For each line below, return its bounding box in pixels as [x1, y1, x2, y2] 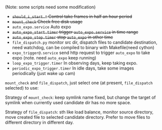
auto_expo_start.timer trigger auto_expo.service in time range [12, 29, 139, 35]
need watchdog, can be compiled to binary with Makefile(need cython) [12, 45, 155, 50]
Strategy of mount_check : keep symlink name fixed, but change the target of [5, 94, 156, 100]
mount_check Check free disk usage [12, 19, 83, 24]
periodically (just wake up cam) [12, 71, 75, 76]
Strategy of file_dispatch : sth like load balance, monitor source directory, [5, 109, 154, 115]
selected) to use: [5, 85, 39, 91]
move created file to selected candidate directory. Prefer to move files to [5, 114, 150, 120]
